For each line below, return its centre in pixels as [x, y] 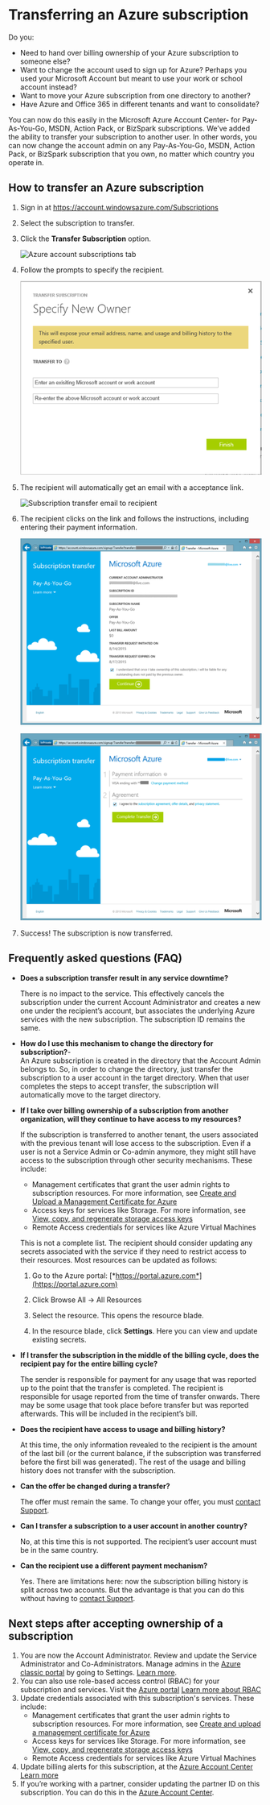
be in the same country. [59, 1550]
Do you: [21, 37]
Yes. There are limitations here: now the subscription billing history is [134, 1581]
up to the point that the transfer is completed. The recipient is [121, 1388]
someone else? [45, 61]
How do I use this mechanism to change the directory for [117, 1043]
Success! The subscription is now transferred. [96, 933]
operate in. [26, 162]
